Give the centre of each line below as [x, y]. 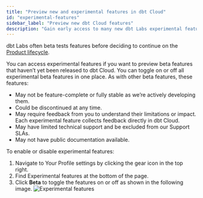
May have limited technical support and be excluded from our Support [102, 127]
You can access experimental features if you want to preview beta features [100, 64]
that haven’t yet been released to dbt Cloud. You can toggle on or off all [95, 71]
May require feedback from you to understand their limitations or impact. [105, 114]
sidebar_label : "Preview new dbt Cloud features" [70, 23]
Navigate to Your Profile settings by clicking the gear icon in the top [99, 163]
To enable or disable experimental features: [60, 152]
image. [24, 189]
